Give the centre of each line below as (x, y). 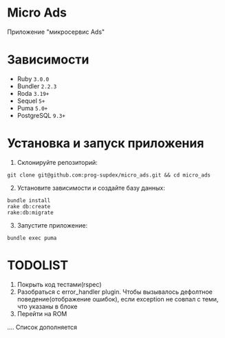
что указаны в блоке (47, 306)
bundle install (29, 200)
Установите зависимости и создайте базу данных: (91, 188)
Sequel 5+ (31, 101)
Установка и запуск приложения (106, 143)
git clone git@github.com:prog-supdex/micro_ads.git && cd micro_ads (109, 175)
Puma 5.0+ (32, 108)
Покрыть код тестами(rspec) (59, 284)
